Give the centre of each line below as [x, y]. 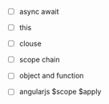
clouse [30, 44]
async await [39, 12]
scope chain [40, 60]
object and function [51, 76]
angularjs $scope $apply [60, 92]
